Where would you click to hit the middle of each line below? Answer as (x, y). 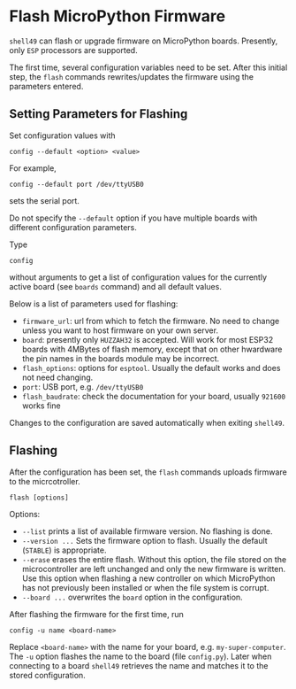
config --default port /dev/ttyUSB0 (76, 184)
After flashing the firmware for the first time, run (96, 614)
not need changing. (57, 377)
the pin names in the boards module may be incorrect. (121, 358)
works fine (41, 406)
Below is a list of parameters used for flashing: (94, 304)
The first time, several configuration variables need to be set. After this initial (148, 67)
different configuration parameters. (73, 227)
